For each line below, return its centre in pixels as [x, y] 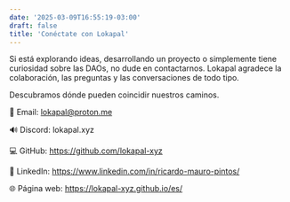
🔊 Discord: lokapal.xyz [52, 130]
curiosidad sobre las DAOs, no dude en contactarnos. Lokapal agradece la [145, 68]
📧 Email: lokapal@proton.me [61, 113]
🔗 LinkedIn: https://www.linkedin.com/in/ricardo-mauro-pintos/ [125, 171]
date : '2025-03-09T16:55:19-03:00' [75, 17]
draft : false [33, 26]
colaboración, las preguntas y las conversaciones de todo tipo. [125, 78]
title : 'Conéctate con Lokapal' [69, 34]
